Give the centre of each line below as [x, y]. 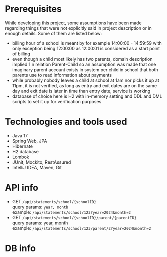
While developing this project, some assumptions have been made [73, 23]
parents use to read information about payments [62, 75]
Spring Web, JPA [30, 141]
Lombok [21, 157]
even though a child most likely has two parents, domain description [82, 59]
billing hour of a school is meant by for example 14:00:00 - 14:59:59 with [87, 43]
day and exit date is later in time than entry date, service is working [81, 91]
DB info [21, 248]
